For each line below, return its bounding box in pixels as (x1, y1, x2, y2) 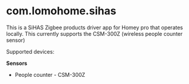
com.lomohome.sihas (6, 4, 116, 18)
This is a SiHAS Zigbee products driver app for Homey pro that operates (6, 24, 183, 31)
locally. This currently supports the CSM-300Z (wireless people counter (6, 30, 183, 37)
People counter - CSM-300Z (14, 71, 85, 78)
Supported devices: (6, 48, 55, 55)
